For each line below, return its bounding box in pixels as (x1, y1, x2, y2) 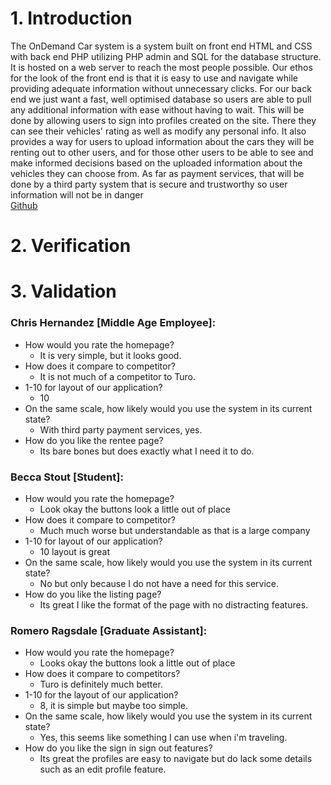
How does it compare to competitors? (24, 668, 181, 680)
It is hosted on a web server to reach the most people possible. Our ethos (10, 61, 313, 73)
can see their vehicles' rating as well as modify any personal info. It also (10, 125, 307, 137)
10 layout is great (39, 545, 110, 557)
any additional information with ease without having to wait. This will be (10, 103, 305, 116)
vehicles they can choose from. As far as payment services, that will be (10, 167, 305, 179)
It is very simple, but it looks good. (39, 349, 182, 361)
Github (10, 199, 38, 211)
